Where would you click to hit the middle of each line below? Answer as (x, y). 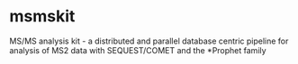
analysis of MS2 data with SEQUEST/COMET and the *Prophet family (138, 50)
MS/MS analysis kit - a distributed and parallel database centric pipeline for (149, 41)
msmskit (42, 16)
